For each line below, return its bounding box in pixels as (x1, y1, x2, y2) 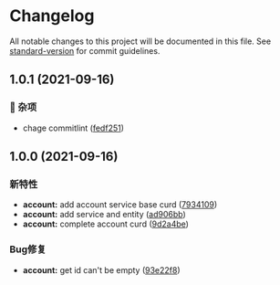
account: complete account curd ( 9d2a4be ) (22, 218, 190, 229)
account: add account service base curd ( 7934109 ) (22, 199, 218, 210)
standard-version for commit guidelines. (9, 45, 161, 56)
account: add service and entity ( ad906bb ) (22, 209, 187, 220)
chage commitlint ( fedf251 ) (22, 122, 125, 133)
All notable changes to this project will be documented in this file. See (9, 36, 272, 47)
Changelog (9, 5, 95, 26)
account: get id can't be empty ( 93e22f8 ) (22, 264, 181, 275)
